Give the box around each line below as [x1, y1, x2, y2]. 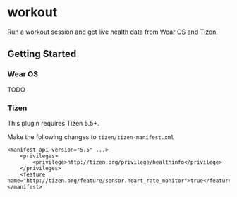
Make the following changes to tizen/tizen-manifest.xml [7, 132, 174, 141]
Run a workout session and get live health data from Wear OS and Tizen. [7, 28, 219, 36]
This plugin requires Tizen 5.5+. [7, 119, 100, 127]
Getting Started [7, 48, 77, 60]
